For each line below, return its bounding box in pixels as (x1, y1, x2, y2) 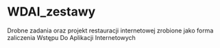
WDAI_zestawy (7, 4, 96, 20)
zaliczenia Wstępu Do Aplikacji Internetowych (7, 33, 136, 41)
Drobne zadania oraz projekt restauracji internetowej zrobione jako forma (7, 26, 214, 34)
